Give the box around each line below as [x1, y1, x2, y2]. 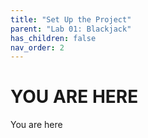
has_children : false [10, 33, 97, 43]
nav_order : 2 [10, 42, 65, 53]
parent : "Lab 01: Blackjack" [10, 24, 132, 34]
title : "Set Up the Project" [10, 14, 132, 25]
